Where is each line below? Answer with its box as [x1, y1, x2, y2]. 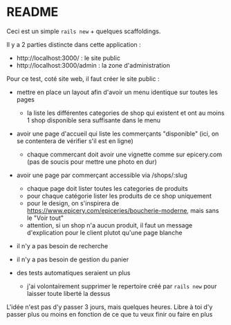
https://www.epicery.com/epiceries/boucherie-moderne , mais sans [26, 206, 219, 214]
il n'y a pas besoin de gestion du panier [16, 255, 129, 263]
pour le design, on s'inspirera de [26, 198, 120, 207]
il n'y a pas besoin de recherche [16, 241, 109, 250]
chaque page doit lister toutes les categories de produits [26, 184, 188, 192]
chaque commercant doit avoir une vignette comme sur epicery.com [26, 150, 223, 158]
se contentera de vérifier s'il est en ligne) [16, 136, 134, 145]
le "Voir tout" [26, 214, 64, 222]
